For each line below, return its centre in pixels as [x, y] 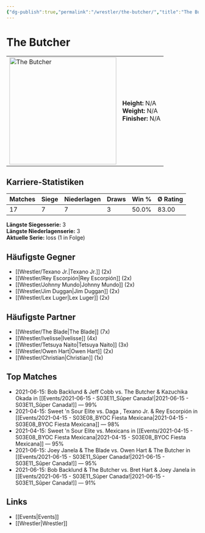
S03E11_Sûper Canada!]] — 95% [56, 463]
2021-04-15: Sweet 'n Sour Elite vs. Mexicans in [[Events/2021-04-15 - [104, 430]
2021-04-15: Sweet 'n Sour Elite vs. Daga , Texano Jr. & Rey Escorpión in [106, 411]
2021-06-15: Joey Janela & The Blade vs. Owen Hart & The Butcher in [103, 450]
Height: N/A [139, 103]
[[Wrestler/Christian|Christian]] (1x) [59, 358]
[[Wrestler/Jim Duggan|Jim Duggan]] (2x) [67, 291]
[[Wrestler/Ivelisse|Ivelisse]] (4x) [56, 338]
